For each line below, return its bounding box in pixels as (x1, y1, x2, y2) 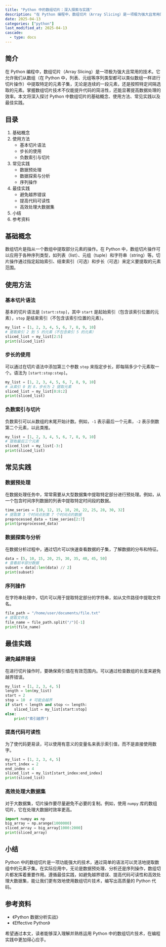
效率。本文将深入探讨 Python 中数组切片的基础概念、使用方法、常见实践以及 (5, 93, 161, 99)
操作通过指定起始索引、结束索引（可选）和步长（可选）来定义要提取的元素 (9, 259, 161, 264)
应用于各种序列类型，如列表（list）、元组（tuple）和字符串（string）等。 (9, 252, 157, 258)
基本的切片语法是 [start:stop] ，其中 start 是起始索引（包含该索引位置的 (5, 309, 155, 315)
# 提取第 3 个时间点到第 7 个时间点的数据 (5, 512, 82, 517)
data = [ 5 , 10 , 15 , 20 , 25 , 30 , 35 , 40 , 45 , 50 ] (5, 556, 107, 561)
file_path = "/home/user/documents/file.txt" (5, 611, 100, 616)
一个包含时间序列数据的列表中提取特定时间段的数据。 (5, 497, 114, 503)
